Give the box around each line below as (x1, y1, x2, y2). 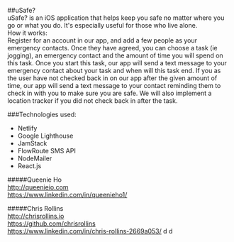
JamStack (17, 139, 48, 148)
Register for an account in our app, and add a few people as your (7, 36, 197, 45)
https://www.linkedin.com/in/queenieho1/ (7, 191, 128, 199)
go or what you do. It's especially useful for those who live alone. (7, 21, 198, 29)
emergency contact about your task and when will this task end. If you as (7, 67, 221, 75)
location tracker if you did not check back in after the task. (7, 97, 178, 105)
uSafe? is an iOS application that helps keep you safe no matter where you (7, 13, 225, 22)
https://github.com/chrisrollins (7, 219, 96, 228)
